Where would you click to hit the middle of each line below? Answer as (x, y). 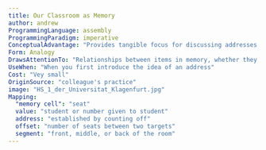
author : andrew (33, 23)
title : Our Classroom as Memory (62, 15)
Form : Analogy (32, 52)
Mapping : (23, 97)
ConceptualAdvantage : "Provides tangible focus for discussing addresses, (135, 45)
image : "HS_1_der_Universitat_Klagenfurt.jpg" (87, 89)
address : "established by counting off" (83, 119)
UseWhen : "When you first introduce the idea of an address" (112, 67)
